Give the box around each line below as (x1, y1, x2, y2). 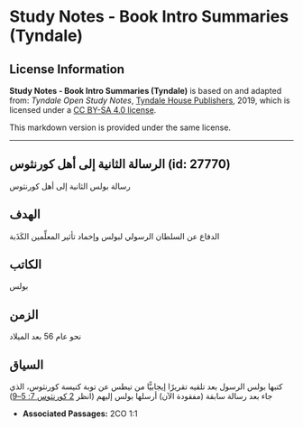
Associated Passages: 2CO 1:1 (22, 408, 138, 419)
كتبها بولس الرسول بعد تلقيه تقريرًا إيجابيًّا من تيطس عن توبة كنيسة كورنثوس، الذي (9, 381, 283, 392)
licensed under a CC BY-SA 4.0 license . (9, 105, 157, 115)
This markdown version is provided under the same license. (9, 122, 232, 133)
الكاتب (9, 257, 42, 273)
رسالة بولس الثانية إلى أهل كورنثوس (9, 181, 131, 191)
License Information (9, 61, 124, 77)
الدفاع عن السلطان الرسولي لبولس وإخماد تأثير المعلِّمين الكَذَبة (9, 230, 220, 241)
